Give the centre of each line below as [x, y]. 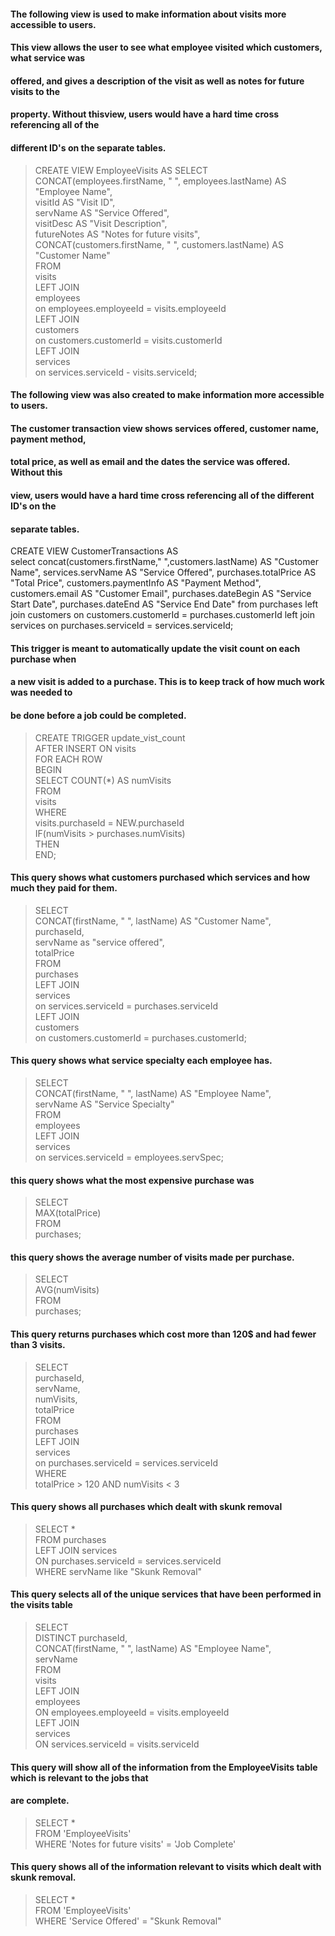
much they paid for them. [64, 888]
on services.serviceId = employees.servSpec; [129, 1157]
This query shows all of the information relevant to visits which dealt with [166, 1867]
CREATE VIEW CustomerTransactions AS [94, 551]
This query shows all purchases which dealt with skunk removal [146, 1507]
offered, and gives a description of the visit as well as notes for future [157, 81]
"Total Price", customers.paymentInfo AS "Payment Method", [136, 583]
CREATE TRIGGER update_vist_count [110, 737]
